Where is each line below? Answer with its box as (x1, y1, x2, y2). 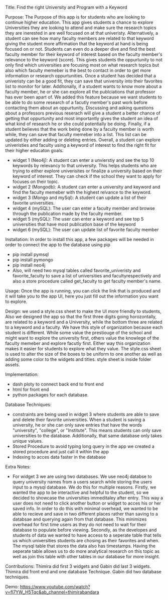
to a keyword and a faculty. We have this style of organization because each (5, 324, 163, 330)
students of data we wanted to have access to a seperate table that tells (12, 532, 161, 538)
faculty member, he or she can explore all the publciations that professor (5, 89, 155, 94)
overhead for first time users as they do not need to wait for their (12, 522, 146, 527)
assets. (5, 362, 20, 367)
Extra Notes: (5, 464, 31, 469)
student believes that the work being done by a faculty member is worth (5, 126, 154, 132)
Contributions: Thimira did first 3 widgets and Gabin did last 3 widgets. (5, 563, 151, 569)
